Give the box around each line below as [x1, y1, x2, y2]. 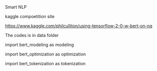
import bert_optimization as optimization [5, 51, 86, 57]
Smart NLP [5, 4, 27, 10]
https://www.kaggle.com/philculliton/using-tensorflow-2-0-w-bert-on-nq [5, 23, 153, 29]
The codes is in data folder [5, 33, 59, 38]
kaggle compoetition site [5, 14, 55, 19]
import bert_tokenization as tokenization [5, 61, 86, 66]
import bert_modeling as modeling [5, 42, 74, 48]
